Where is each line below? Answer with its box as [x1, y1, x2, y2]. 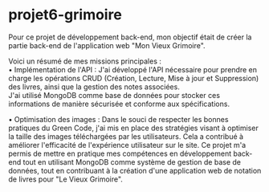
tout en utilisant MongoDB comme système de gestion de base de [22, 157, 241, 166]
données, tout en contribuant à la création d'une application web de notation [8, 165, 262, 175]
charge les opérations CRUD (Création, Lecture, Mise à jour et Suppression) [8, 73, 259, 83]
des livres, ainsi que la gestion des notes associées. [8, 82, 181, 92]
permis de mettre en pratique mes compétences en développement [8, 149, 232, 158]
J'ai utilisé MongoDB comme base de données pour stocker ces [8, 90, 221, 100]
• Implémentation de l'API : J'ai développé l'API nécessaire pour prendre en [8, 64, 257, 74]
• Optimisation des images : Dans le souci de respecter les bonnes [8, 114, 229, 124]
